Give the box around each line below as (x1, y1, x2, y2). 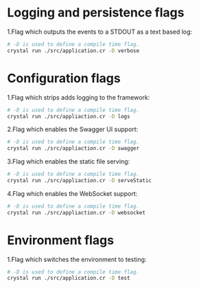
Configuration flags (7, 70, 121, 86)
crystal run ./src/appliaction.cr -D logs (7, 113, 130, 120)
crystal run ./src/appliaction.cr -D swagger (7, 145, 139, 152)
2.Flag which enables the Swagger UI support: (7, 125, 139, 133)
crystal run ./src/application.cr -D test (7, 275, 130, 282)
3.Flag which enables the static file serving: (7, 157, 130, 166)
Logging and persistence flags (7, 5, 185, 21)
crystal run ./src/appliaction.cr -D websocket (7, 209, 146, 216)
